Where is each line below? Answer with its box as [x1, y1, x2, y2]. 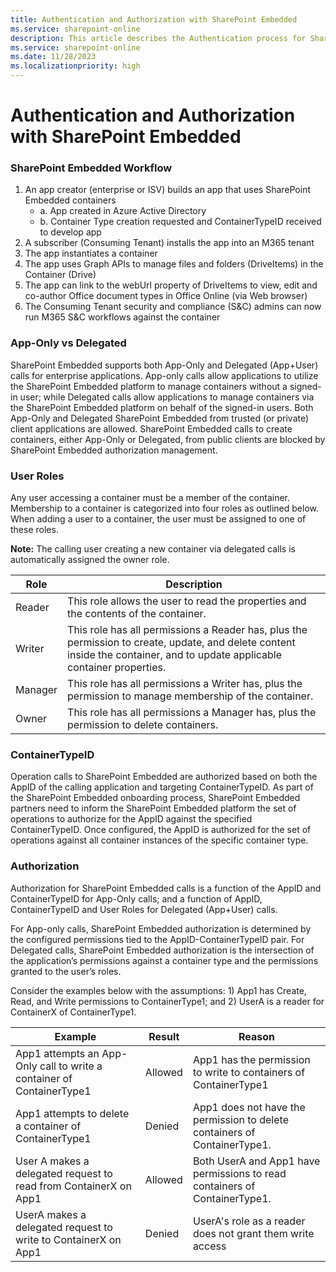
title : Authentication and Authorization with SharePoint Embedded [10, 14, 298, 25]
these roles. [10, 524, 59, 536]
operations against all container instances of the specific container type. [10, 834, 309, 846]
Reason [238, 1029, 275, 1043]
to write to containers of [192, 1065, 306, 1079]
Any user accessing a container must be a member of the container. [10, 492, 291, 504]
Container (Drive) [24, 269, 97, 281]
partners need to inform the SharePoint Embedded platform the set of [10, 802, 297, 815]
